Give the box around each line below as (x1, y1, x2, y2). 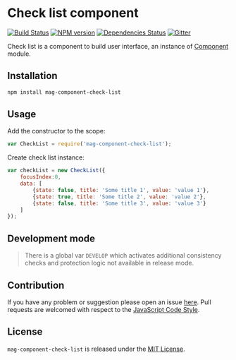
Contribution (7, 279, 65, 291)
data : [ (20, 180, 42, 188)
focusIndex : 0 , (20, 174, 61, 181)
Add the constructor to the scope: (7, 127, 106, 136)
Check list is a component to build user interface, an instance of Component (7, 42, 229, 50)
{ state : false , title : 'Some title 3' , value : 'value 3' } (32, 200, 206, 207)
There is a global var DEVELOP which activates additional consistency (24, 251, 222, 260)
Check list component (7, 5, 139, 21)
